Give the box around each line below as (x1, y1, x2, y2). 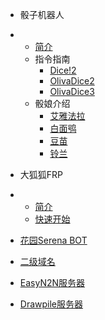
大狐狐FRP (19, 169, 64, 180)
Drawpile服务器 (19, 298, 84, 310)
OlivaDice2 (49, 75, 95, 87)
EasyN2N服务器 (19, 277, 86, 288)
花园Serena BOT (19, 234, 88, 246)
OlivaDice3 (49, 86, 95, 97)
